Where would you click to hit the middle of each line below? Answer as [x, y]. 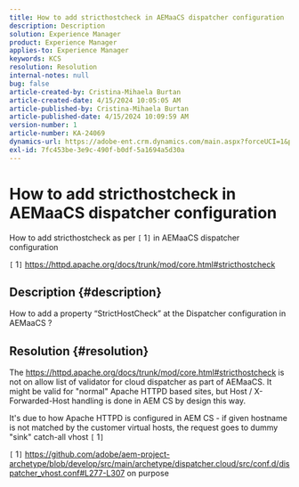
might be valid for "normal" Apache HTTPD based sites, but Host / [131, 392]
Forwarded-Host [40, 401]
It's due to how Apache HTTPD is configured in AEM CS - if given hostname [148, 418]
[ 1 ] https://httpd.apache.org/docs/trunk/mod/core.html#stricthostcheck [142, 264]
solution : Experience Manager [65, 34]
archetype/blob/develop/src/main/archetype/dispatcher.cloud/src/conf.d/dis [150, 464]
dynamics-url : [36, 142]
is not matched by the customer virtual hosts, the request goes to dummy [144, 427]
